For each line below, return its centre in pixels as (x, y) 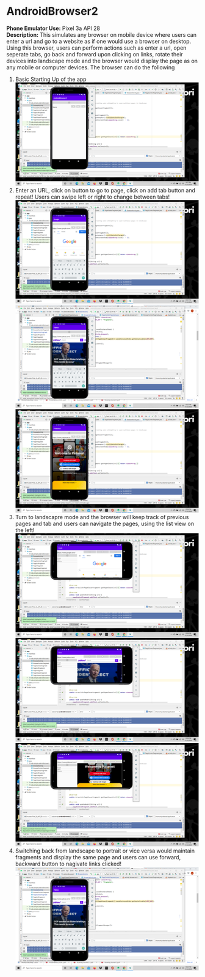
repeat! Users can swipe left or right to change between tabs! (92, 197)
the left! (25, 530)
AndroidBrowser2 (52, 11)
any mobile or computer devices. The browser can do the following (91, 67)
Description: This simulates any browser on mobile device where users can (102, 34)
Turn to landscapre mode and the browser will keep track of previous (102, 517)
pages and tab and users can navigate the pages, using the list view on (104, 524)
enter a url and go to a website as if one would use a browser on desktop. (99, 41)
